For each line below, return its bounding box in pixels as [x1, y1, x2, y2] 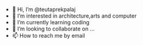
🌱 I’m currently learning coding [12, 19, 90, 26]
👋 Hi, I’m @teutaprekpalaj [12, 6, 76, 13]
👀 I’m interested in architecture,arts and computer [12, 12, 137, 19]
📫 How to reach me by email [12, 32, 85, 39]
